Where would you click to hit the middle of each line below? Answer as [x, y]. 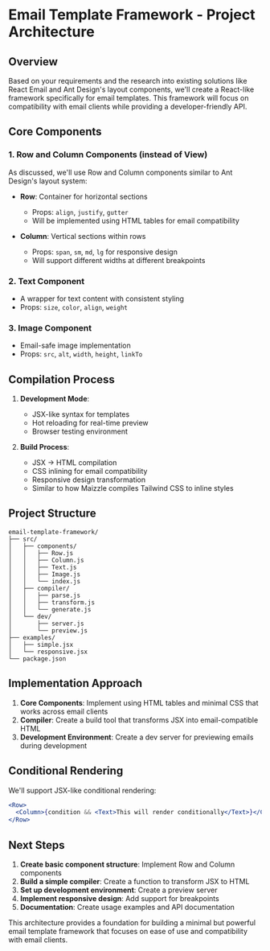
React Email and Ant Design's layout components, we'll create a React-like [131, 89]
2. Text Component [47, 281]
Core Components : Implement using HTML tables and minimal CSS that [139, 702]
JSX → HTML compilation [74, 463]
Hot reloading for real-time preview [90, 423]
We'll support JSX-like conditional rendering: [82, 790]
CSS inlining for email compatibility [90, 471]
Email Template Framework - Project [132, 15]
